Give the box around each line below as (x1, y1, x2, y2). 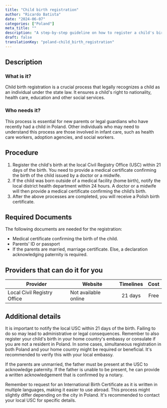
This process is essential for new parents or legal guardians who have (5, 118, 148, 124)
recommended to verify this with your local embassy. (5, 351, 114, 357)
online (70, 295, 84, 302)
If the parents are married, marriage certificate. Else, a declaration (12, 246, 148, 252)
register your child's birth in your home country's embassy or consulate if (5, 336, 156, 341)
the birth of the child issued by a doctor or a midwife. (12, 172, 121, 178)
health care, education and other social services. (5, 95, 105, 101)
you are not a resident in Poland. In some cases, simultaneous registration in (5, 341, 162, 347)
